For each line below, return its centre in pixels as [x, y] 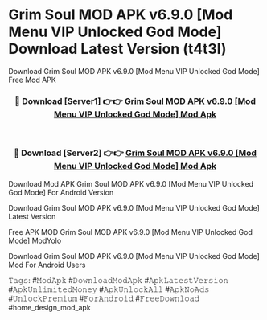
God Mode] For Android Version [61, 192]
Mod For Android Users [47, 265]
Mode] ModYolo [35, 240]
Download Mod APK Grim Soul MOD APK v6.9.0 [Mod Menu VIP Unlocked [131, 183]
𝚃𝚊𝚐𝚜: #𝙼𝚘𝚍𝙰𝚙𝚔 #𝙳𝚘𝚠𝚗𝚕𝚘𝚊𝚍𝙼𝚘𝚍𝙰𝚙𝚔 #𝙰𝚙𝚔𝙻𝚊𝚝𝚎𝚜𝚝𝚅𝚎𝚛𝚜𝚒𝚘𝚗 [119, 280]
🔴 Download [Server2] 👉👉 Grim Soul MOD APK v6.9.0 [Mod [135, 153]
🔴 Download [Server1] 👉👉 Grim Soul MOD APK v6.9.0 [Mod [135, 101]
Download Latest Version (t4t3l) [117, 49]
